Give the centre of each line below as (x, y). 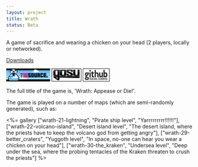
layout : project (26, 12)
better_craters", (25, 139)
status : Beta (22, 25)
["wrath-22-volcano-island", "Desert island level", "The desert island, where (99, 127)
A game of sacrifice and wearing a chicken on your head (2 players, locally (98, 43)
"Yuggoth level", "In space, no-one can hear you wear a (114, 139)
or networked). (24, 49)
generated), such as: (32, 109)
